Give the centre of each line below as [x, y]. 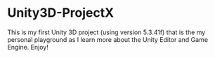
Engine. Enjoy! [28, 47]
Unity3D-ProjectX [61, 13]
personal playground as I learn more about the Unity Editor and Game [108, 39]
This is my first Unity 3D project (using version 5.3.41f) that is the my [106, 32]
